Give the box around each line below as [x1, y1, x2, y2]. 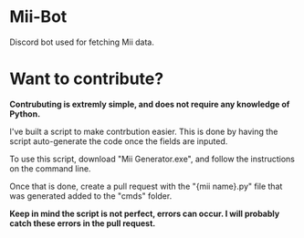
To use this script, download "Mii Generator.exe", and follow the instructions [9, 153, 295, 164]
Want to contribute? [9, 68, 164, 89]
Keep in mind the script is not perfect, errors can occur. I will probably [9, 208, 280, 219]
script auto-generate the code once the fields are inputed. [9, 135, 228, 147]
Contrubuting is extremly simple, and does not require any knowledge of [9, 98, 290, 109]
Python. [9, 108, 41, 119]
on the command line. [9, 162, 91, 174]
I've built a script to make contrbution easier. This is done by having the [9, 126, 278, 137]
